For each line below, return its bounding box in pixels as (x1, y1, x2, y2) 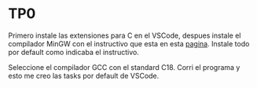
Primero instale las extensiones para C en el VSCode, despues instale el (8, 31, 241, 40)
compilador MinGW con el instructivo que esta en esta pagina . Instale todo (8, 38, 250, 48)
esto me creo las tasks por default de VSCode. (8, 71, 160, 80)
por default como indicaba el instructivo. (8, 47, 139, 57)
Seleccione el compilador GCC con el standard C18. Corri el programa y (8, 62, 240, 71)
